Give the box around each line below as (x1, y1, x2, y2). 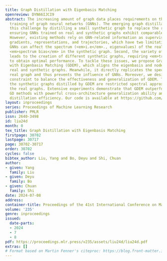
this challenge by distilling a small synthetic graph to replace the (9, 26, 159, 31)
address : (5, 198, 23, 203)
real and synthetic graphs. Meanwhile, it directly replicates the (9, 68, 153, 73)
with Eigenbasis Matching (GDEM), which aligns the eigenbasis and (9, 63, 153, 68)
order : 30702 (5, 147, 32, 152)
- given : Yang (5, 165, 35, 170)
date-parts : (9, 221, 35, 226)
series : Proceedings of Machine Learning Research (5, 105, 112, 110)
